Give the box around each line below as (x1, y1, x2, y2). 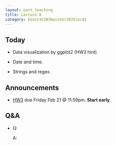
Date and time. (12, 59, 43, 65)
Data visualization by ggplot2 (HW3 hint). (12, 49, 98, 55)
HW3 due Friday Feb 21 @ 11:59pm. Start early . (12, 97, 111, 103)
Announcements (5, 83, 59, 92)
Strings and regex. (12, 69, 51, 75)
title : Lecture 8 (5, 12, 42, 17)
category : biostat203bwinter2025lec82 (5, 17, 87, 22)
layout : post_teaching (5, 7, 53, 13)
